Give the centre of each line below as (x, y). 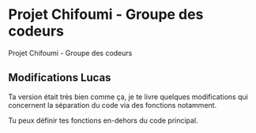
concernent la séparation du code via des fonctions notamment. (113, 105)
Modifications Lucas (60, 78)
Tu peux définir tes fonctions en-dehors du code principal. (104, 120)
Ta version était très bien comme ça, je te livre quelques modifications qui (128, 97)
